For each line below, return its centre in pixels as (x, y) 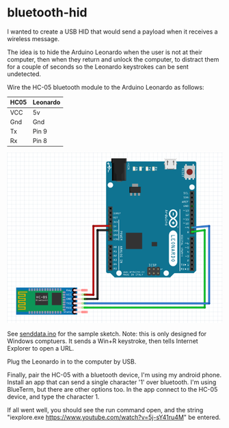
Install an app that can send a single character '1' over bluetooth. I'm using (112, 382)
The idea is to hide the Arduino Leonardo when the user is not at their (105, 52)
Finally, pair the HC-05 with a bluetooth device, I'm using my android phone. (114, 375)
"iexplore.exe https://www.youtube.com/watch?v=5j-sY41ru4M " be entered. (114, 417)
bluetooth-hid (47, 13)
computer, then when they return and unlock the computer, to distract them (113, 59)
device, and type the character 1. (53, 397)
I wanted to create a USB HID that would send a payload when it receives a (112, 32)
